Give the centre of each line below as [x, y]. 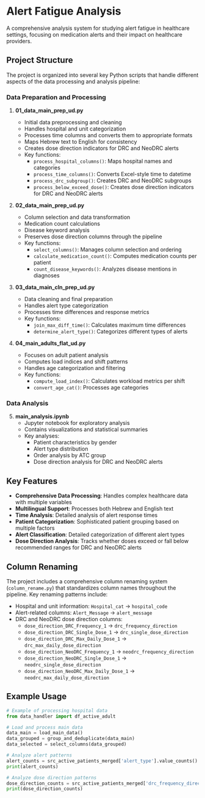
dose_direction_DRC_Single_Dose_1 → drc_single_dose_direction [106, 632]
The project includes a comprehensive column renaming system [87, 581]
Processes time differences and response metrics [87, 312]
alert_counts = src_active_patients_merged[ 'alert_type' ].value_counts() [102, 761]
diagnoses [46, 276]
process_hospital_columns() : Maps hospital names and [103, 161]
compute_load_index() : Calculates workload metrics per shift [109, 381]
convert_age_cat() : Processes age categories [91, 388]
